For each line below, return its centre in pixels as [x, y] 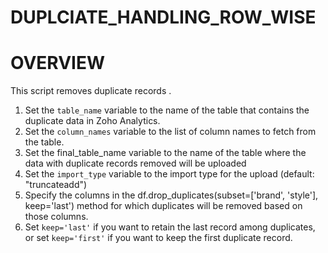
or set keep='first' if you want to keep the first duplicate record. [158, 238]
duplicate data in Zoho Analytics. [92, 121]
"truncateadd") [56, 185]
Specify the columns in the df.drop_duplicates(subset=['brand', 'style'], [171, 195]
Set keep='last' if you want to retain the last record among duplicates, [170, 227]
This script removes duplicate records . [91, 91]
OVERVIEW [58, 63]
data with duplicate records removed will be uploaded [135, 163]
